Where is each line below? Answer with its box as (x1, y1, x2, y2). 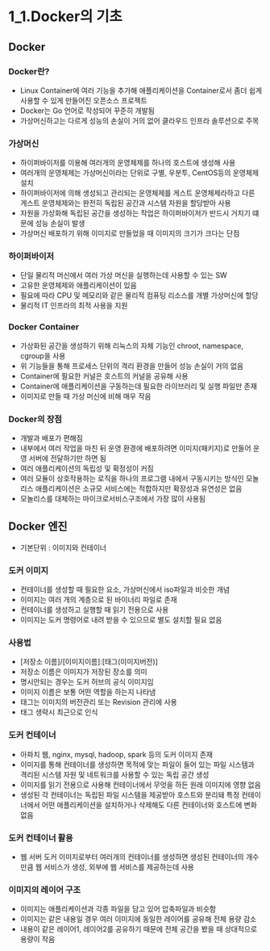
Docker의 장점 (8, 413, 63, 425)
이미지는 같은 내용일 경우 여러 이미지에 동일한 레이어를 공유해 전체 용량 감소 (19, 914, 257, 924)
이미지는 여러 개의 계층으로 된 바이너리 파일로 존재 (19, 595, 177, 605)
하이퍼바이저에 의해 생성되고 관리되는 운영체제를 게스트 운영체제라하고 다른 (19, 188, 255, 198)
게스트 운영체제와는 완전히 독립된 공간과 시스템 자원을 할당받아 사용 (19, 199, 231, 208)
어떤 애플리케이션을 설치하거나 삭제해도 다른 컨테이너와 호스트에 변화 (41, 800, 258, 810)
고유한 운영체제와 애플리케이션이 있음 (19, 280, 137, 291)
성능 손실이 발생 (35, 219, 85, 228)
